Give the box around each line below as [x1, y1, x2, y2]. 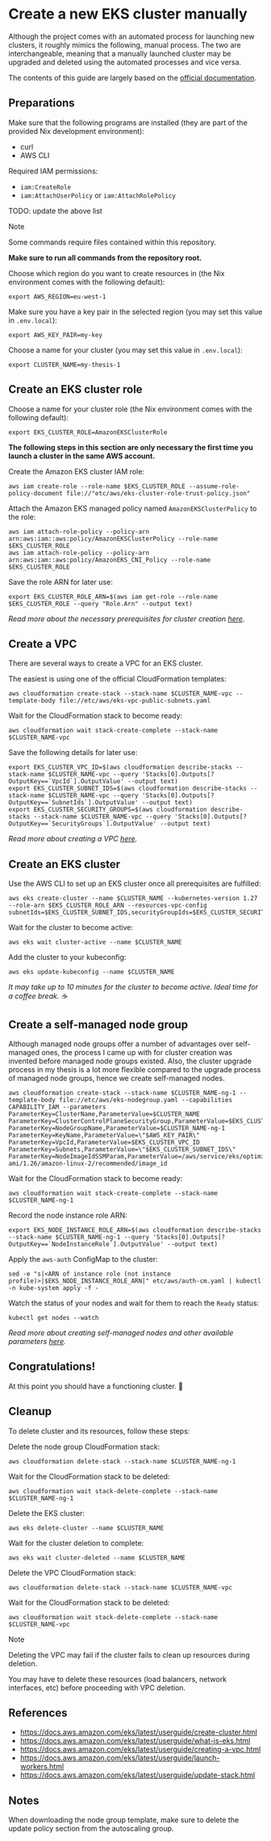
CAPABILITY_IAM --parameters [8, 1103, 106, 1111]
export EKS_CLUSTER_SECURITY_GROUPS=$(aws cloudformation [8, 806, 207, 814]
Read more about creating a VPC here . [8, 834, 138, 844]
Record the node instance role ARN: [8, 1211, 127, 1220]
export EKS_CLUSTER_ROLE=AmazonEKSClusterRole [8, 428, 168, 436]
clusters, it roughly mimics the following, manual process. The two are [8, 40, 241, 49]
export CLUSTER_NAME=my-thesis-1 [8, 361, 121, 369]
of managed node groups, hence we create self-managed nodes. [8, 1074, 225, 1083]
